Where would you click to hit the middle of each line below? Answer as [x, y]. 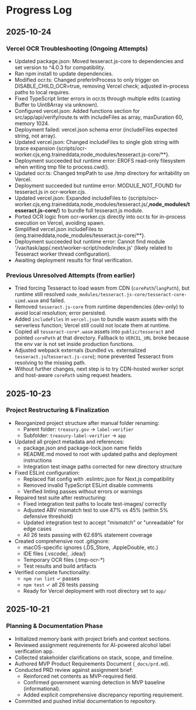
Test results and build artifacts [60, 566]
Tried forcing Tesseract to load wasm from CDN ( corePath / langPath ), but [102, 288]
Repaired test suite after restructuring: [61, 498]
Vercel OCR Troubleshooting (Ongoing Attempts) [77, 49]
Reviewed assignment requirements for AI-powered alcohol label [92, 645]
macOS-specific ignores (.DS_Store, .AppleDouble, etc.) [91, 547]
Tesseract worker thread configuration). [63, 254]
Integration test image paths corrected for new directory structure [103, 467]
